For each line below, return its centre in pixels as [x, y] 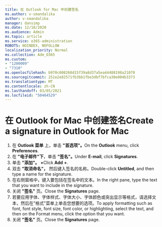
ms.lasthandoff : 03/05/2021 [33, 91]
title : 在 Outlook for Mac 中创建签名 [42, 9]
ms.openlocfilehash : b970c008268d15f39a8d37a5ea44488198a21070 [70, 73]
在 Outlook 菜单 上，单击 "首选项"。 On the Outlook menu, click [75, 146]
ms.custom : [16, 59]
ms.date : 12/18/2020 [26, 28]
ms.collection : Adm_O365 [30, 55]
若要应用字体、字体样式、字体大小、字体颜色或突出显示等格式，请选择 [82, 197]
